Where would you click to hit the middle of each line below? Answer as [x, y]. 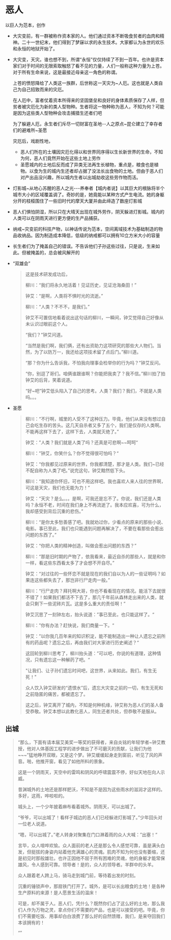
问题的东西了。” [41, 535]
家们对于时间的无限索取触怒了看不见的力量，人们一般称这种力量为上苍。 [88, 66]
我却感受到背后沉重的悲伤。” [54, 511]
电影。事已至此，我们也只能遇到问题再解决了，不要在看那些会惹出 [94, 528]
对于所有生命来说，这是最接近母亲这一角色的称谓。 [66, 72]
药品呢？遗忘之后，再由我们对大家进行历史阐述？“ [87, 642]
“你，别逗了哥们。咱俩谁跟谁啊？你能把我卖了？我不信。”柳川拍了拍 [95, 373]
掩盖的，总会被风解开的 [55, 252]
